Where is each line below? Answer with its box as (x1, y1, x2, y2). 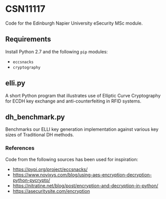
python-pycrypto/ (12, 177, 50, 183)
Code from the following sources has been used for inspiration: (5, 156, 138, 162)
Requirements (5, 35, 51, 44)
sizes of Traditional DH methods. (5, 132, 74, 138)
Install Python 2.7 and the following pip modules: (5, 48, 108, 54)
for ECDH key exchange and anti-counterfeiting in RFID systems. (5, 98, 141, 104)
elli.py (5, 79, 26, 88)
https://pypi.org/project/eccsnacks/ (12, 166, 88, 172)
